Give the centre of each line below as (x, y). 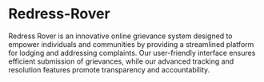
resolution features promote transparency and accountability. (109, 69)
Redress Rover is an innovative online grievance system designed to (120, 36)
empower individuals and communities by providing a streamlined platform (131, 44)
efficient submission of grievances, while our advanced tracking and (121, 61)
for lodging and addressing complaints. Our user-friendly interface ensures (132, 53)
